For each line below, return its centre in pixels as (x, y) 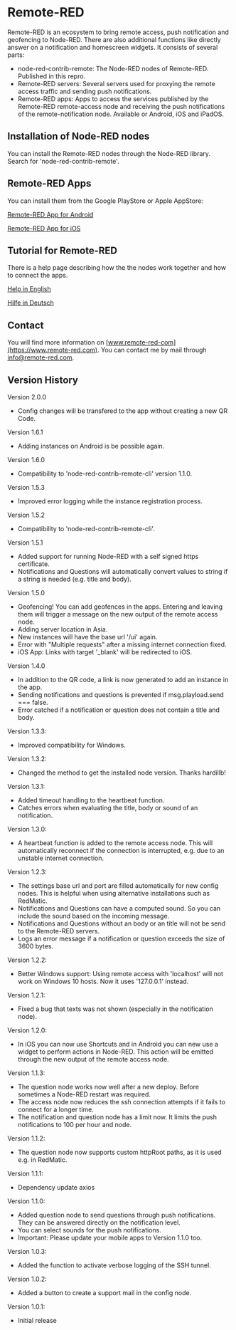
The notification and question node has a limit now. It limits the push (117, 1117)
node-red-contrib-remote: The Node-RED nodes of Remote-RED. (113, 68)
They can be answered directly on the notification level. (99, 1222)
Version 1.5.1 (25, 543)
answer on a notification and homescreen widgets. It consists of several (113, 47)
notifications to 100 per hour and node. (75, 1125)
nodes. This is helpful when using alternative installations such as (114, 893)
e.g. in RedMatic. (42, 1160)
